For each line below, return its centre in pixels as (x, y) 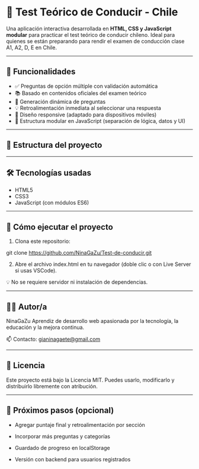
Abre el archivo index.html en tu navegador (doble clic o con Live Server (103, 264)
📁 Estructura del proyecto (54, 145)
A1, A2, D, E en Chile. (32, 47)
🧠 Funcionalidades (41, 72)
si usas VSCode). (36, 271)
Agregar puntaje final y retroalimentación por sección (80, 424)
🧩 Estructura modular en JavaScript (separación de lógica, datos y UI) (100, 121)
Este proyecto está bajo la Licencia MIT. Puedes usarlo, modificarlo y (90, 380)
